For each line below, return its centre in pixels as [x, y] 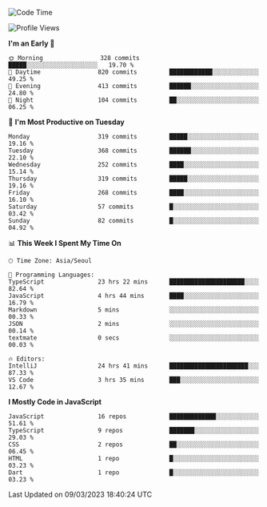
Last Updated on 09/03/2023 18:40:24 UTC [80, 494]
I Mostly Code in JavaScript [55, 402]
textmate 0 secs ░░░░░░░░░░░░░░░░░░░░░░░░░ [134, 338]
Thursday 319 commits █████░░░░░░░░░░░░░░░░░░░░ [134, 179]
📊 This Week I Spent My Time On [65, 243]
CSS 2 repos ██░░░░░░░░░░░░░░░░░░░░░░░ [134, 445]
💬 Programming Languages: [51, 275]
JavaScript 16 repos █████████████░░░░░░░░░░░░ [134, 416]
